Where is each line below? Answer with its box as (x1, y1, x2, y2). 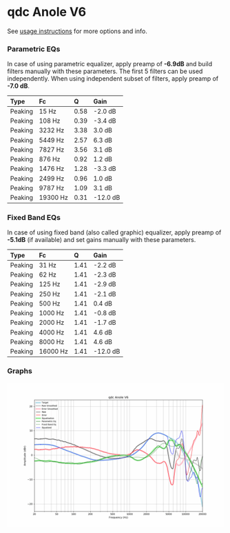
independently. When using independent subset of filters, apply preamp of (7, 74, 219, 83)
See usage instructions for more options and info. (7, 27, 148, 35)
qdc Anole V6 (7, 4, 87, 20)
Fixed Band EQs (7, 212, 61, 222)
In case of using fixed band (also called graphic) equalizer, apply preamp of (7, 228, 222, 237)
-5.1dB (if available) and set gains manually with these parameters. (7, 236, 196, 244)
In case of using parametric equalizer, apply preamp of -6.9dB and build (7, 60, 213, 68)
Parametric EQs (7, 44, 61, 54)
